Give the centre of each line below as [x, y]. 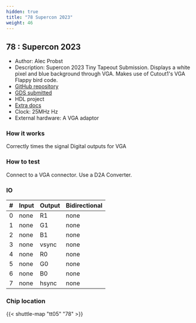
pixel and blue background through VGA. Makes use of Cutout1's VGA [100, 74]
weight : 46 [20, 23]
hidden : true [22, 12]
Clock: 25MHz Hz [36, 112]
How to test [23, 162]
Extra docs [28, 105]
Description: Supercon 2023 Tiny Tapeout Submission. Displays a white [102, 68]
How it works [26, 133]
